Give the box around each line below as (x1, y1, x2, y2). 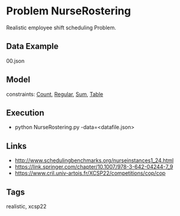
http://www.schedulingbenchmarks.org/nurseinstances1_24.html (14, 157, 174, 164)
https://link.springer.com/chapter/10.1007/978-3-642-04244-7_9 (14, 163, 173, 171)
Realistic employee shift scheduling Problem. (6, 24, 116, 31)
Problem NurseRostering (6, 4, 131, 18)
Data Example (6, 41, 59, 51)
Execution (6, 108, 45, 118)
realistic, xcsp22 (6, 203, 46, 210)
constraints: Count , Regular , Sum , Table (6, 90, 103, 98)
